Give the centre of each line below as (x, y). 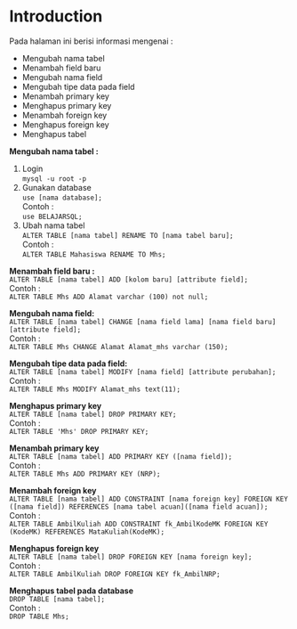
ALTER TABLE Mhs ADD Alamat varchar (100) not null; (109, 297)
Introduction (56, 16)
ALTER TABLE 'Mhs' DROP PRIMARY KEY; (79, 431)
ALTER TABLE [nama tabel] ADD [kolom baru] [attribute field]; (129, 279)
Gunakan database (56, 187)
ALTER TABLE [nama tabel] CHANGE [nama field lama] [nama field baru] (143, 322)
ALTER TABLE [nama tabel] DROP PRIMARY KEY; (93, 414)
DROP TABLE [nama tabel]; (57, 599)
